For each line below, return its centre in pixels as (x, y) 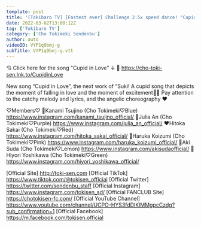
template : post (25, 12)
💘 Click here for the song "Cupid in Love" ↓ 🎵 (63, 68)
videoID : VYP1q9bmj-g (33, 46)
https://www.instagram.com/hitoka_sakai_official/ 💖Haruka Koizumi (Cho (96, 136)
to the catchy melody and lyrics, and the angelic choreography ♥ (87, 99)
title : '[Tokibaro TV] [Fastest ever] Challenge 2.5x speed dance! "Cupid (101, 17)
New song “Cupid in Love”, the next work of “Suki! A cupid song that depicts (100, 86)
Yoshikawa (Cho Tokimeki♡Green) (65, 155)
